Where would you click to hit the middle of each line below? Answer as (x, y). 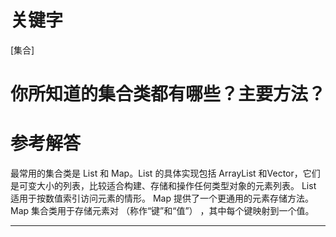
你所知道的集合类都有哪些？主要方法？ (168, 94)
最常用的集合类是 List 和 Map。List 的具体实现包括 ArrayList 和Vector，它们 (165, 173)
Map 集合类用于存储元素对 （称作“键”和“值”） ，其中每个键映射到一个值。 (162, 211)
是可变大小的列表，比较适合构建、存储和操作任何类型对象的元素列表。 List (163, 186)
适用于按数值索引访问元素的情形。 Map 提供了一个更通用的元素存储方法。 (162, 198)
